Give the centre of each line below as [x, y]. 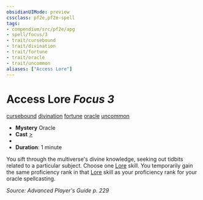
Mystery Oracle [35, 128]
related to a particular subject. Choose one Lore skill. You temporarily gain [100, 166]
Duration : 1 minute [39, 147]
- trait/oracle [26, 57]
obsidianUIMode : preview [38, 12]
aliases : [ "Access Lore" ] [39, 69]
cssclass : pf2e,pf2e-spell [41, 18]
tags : [13, 23]
